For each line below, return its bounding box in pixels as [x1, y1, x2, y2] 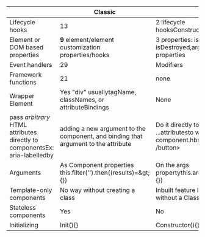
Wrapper [9, 92, 35, 100]
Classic [93, 8, 116, 16]
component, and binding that [60, 132, 143, 140]
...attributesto [155, 128, 194, 136]
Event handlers [9, 61, 52, 69]
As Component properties [60, 161, 134, 169]
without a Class [155, 194, 200, 202]
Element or [9, 36, 41, 44]
